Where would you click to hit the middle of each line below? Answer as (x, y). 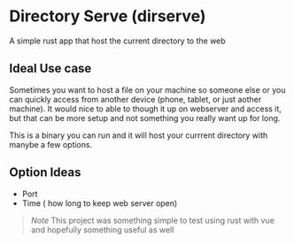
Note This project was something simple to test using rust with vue (152, 220)
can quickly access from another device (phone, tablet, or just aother (135, 99)
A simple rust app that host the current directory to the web (117, 41)
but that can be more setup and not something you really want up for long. (145, 118)
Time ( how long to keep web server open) (100, 203)
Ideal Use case (50, 69)
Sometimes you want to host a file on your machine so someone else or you (147, 89)
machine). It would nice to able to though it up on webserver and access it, (145, 109)
